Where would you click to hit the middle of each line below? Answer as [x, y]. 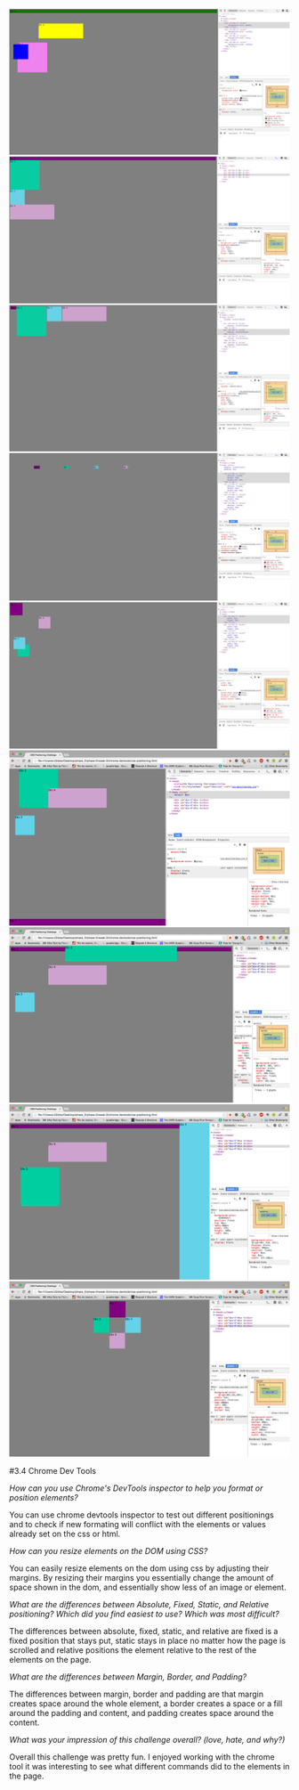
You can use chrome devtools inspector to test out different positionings [141, 1515]
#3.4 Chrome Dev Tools [53, 1471]
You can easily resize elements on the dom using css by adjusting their [139, 1568]
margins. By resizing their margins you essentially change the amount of [141, 1578]
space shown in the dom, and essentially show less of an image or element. [148, 1587]
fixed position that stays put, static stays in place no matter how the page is [148, 1641]
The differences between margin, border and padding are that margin [137, 1694]
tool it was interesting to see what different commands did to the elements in [149, 1767]
